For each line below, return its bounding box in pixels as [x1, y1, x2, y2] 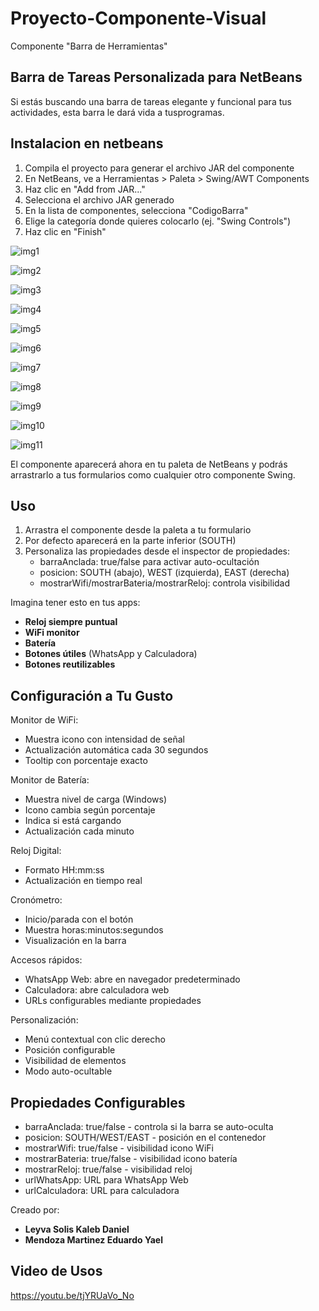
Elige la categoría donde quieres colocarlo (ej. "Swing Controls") [24, 215, 292, 227]
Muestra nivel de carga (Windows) [24, 793, 167, 806]
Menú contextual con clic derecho [24, 1033, 166, 1046]
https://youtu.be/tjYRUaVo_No [10, 1289, 135, 1301]
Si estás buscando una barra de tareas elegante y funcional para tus [10, 95, 292, 107]
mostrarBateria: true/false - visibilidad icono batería [24, 1153, 238, 1164]
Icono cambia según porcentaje [24, 804, 156, 816]
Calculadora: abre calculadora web [24, 984, 170, 996]
